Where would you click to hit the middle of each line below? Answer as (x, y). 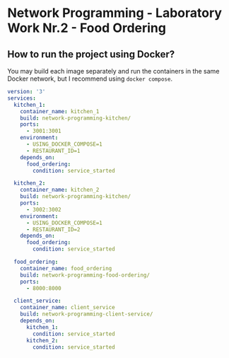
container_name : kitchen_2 (60, 190)
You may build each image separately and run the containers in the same (113, 71)
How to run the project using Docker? (91, 54)
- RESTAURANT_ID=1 (53, 151)
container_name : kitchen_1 (60, 111)
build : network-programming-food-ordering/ (85, 275)
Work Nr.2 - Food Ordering (87, 28)
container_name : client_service (67, 308)
